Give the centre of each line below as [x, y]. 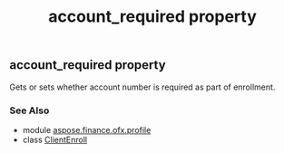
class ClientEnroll [55, 139]
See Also [29, 110]
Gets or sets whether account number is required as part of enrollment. [142, 87]
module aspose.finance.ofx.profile [87, 129]
